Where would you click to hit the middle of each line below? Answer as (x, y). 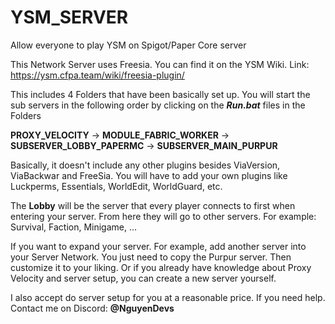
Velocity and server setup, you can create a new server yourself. (143, 278)
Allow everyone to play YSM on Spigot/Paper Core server (128, 45)
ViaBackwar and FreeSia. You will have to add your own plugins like (149, 175)
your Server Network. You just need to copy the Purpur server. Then (151, 257)
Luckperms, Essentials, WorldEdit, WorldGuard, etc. (116, 186)
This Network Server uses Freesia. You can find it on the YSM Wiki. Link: (160, 64)
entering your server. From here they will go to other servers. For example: (163, 216)
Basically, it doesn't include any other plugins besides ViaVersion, (145, 165)
